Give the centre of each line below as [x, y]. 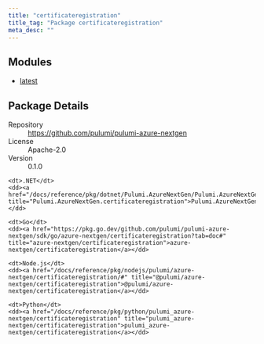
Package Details [48, 106]
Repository [26, 124]
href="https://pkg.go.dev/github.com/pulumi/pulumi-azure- [131, 229]
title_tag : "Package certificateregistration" [86, 23]
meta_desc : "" [31, 30]
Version [20, 158]
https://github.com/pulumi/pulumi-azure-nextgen [107, 133]
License [21, 141]
